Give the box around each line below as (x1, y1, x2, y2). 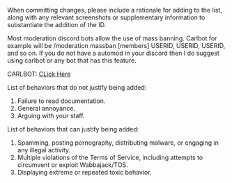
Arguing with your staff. (17, 111, 85, 120)
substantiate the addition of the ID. (7, 21, 107, 29)
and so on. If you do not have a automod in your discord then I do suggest (7, 49, 219, 57)
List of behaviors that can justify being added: (7, 125, 139, 133)
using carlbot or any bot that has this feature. (7, 56, 137, 65)
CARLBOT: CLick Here (7, 70, 71, 78)
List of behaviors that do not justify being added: (7, 83, 147, 91)
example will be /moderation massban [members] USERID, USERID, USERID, (7, 42, 226, 49)
